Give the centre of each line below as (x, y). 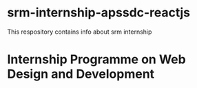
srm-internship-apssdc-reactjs (99, 13)
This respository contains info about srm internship (80, 32)
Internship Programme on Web (96, 59)
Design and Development (81, 74)
